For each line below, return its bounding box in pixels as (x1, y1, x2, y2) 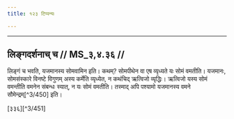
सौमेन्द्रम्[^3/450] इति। (7, 90, 63, 99)
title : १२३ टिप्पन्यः (7, 10, 55, 17)
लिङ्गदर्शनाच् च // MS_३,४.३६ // (7, 49, 125, 61)
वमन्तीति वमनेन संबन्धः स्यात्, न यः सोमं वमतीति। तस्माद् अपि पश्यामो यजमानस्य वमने (7, 83, 192, 91)
